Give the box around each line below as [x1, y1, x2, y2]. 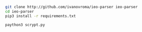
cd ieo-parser [5, 9, 35, 14]
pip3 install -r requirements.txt [5, 14, 76, 18]
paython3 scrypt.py [5, 22, 45, 27]
